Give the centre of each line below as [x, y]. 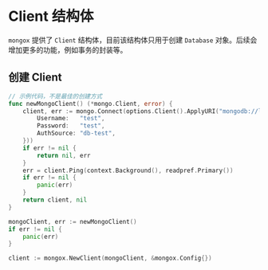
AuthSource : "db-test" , [76, 133]
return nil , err [64, 155]
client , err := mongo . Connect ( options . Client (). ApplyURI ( [121, 111]
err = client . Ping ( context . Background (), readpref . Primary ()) [128, 170]
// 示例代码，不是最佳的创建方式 [55, 96]
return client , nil [55, 200]
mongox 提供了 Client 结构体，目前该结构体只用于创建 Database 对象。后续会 [133, 40]
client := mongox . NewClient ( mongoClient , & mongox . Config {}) [110, 258]
